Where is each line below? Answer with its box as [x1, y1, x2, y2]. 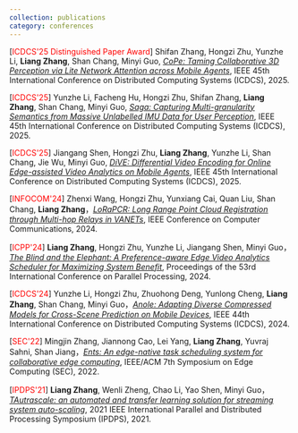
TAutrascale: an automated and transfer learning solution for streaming [9, 395, 274, 405]
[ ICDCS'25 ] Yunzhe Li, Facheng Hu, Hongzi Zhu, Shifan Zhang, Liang [9, 91, 265, 103]
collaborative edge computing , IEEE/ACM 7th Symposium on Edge [9, 356, 253, 367]
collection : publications [9, 13, 106, 22]
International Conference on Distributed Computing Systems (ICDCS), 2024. [9, 318, 291, 329]
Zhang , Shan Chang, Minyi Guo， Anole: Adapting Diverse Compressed [9, 299, 272, 310]
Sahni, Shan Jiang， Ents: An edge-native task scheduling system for [9, 346, 263, 357]
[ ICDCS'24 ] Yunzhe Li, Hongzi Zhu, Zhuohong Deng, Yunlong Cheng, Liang [9, 288, 288, 299]
